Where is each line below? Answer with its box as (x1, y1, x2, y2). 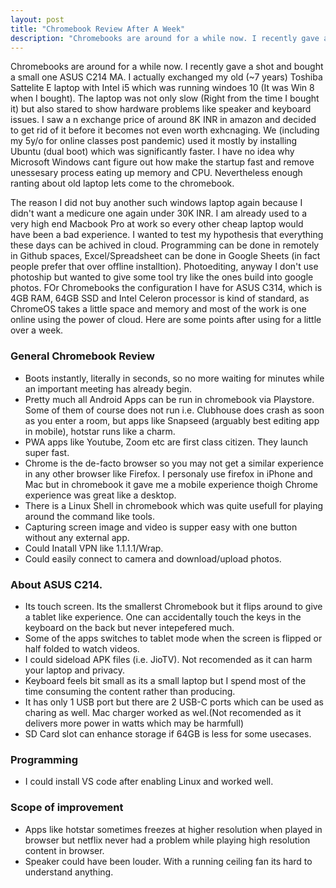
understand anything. (24, 866, 114, 878)
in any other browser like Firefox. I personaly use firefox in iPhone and (24, 467, 313, 480)
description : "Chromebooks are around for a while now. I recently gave (10, 33, 320, 43)
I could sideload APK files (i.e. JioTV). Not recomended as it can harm (24, 653, 313, 665)
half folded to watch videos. (24, 642, 140, 655)
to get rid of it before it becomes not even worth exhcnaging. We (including (10, 124, 320, 136)
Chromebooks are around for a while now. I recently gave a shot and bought (10, 61, 324, 73)
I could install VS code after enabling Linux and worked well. (24, 776, 274, 788)
